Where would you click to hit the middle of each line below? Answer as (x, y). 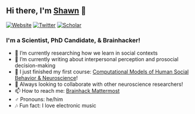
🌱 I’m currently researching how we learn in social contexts (86, 53)
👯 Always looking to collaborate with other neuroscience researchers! (99, 84)
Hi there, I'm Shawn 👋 (46, 11)
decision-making (35, 66)
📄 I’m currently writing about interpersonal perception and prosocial (97, 59)
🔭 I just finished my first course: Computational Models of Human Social (102, 72)
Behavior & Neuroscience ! (46, 78)
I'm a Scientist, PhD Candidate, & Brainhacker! (73, 40)
